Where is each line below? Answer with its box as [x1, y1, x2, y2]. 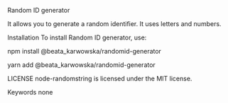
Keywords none [7, 88, 53, 96]
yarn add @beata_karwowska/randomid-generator [7, 61, 156, 69]
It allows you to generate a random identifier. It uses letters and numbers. [7, 20, 222, 28]
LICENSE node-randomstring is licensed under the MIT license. [7, 74, 192, 83]
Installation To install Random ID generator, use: [7, 33, 147, 42]
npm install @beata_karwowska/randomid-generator [7, 47, 162, 55]
